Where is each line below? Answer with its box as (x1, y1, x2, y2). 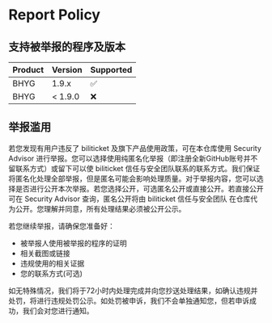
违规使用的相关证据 (19, 258, 85, 268)
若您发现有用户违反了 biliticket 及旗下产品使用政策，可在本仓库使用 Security (8, 143, 261, 153)
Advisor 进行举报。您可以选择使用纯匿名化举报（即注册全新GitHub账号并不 (8, 153, 258, 163)
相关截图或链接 (19, 248, 70, 258)
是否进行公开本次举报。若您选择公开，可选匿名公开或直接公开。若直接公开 (15, 183, 264, 193)
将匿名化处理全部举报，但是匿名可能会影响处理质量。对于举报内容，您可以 (8, 174, 257, 183)
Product (12, 65, 45, 75)
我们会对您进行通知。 (22, 305, 94, 316)
